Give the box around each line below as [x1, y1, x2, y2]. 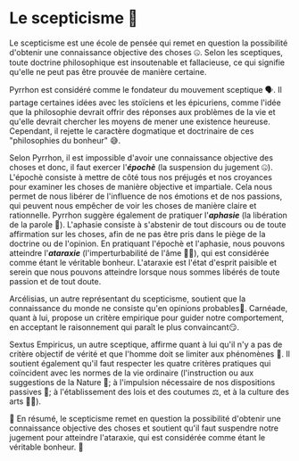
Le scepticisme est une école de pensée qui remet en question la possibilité [9, 37, 288, 48]
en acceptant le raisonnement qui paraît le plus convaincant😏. [9, 321, 240, 333]
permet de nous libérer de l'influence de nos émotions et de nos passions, [9, 191, 283, 202]
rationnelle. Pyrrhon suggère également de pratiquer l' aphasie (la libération [9, 210, 288, 220]
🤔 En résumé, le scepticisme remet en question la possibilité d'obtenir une [9, 413, 281, 424]
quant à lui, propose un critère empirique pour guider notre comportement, [9, 312, 285, 323]
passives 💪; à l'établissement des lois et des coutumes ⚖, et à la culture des [9, 386, 290, 397]
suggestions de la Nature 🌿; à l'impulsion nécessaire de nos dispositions [9, 376, 276, 387]
